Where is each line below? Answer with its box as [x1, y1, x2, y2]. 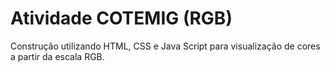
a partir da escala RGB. [10, 50, 105, 62]
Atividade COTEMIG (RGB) [10, 7, 233, 30]
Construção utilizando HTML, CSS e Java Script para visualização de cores [10, 40, 321, 52]
